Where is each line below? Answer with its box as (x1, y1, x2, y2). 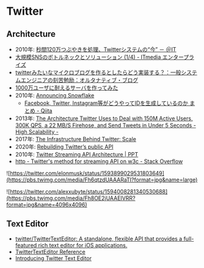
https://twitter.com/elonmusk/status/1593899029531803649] (10, 170, 165, 177)
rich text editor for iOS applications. (38, 241, 128, 249)
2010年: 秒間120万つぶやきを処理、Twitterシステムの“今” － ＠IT (15, 46, 177, 53)
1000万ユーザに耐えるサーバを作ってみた (15, 84, 118, 91)
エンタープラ (162, 53, 194, 61)
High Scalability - (15, 128, 59, 136)
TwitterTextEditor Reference (15, 248, 86, 255)
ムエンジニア (15, 77, 48, 83)
